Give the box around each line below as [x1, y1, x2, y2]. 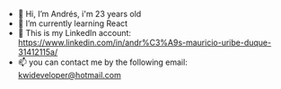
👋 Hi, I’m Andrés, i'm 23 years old [17, 9, 142, 19]
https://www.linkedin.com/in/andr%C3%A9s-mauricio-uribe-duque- [17, 37, 272, 48]
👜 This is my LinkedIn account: [17, 28, 132, 38]
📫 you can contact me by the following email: [17, 57, 189, 67]
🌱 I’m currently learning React [17, 18, 128, 29]
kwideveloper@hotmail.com [17, 70, 121, 80]
